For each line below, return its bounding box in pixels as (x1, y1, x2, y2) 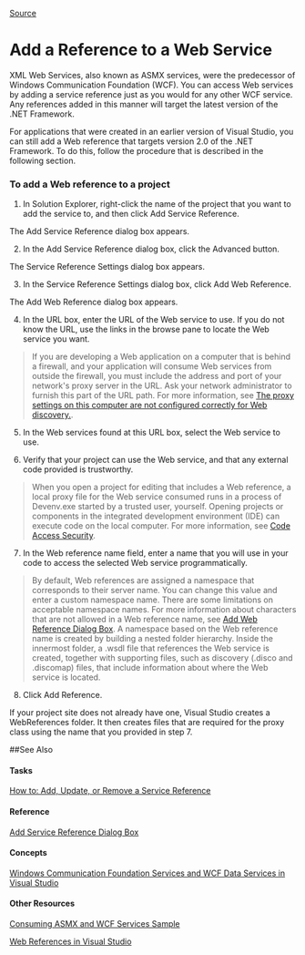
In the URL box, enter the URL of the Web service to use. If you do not (22, 314, 285, 325)
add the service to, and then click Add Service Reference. (22, 209, 239, 220)
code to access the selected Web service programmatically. (22, 558, 248, 569)
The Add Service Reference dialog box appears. (9, 226, 189, 237)
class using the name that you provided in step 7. (9, 726, 193, 737)
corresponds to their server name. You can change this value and (31, 585, 278, 596)
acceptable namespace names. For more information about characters (31, 604, 297, 615)
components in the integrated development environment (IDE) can (31, 510, 280, 522)
